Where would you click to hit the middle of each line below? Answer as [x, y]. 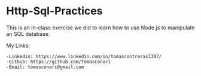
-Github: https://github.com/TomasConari [59, 62]
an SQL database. [28, 34]
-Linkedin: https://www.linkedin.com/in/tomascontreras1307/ [84, 56]
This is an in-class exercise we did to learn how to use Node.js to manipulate [100, 28]
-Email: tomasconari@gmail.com [45, 67]
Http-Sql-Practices [54, 11]
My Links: [18, 45]
